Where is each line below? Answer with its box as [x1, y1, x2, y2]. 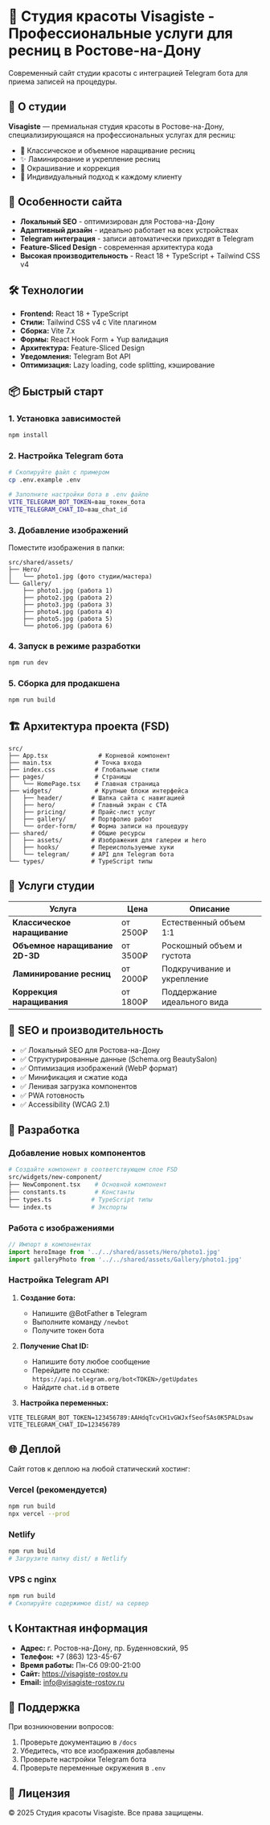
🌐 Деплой [8, 1442, 62, 1456]
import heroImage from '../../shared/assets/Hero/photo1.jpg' [8, 1248, 221, 1256]
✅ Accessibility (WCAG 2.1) [19, 1099, 110, 1109]
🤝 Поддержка [8, 1701, 80, 1714]
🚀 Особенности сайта [8, 195, 123, 209]
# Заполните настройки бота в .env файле [8, 490, 149, 499]
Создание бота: [19, 1293, 76, 1302]
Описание [189, 903, 231, 914]
